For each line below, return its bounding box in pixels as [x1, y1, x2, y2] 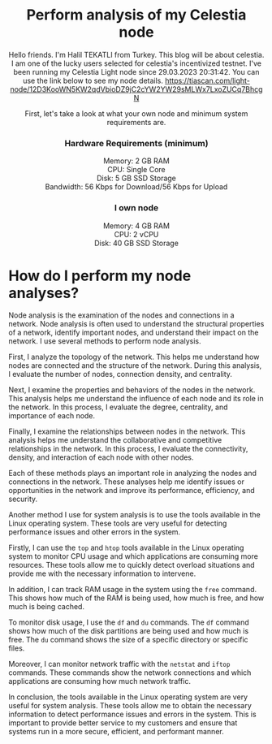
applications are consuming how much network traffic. [8, 677, 191, 686]
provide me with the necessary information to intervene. [8, 569, 196, 578]
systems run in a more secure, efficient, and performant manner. [8, 727, 225, 737]
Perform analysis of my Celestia [26, 6, 247, 24]
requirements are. [106, 117, 166, 127]
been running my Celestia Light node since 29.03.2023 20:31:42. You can [13, 67, 260, 76]
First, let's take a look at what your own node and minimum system [24, 108, 248, 119]
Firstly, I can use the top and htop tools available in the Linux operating [8, 543, 244, 553]
